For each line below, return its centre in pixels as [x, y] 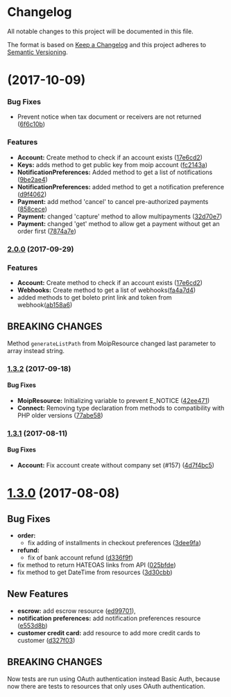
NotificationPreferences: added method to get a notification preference [120, 187]
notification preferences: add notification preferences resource [109, 618]
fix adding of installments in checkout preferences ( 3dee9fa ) [114, 543]
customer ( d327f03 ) [46, 640]
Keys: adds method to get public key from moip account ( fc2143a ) [112, 164]
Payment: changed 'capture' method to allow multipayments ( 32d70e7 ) [120, 216]
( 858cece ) [32, 209]
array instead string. [36, 350]
